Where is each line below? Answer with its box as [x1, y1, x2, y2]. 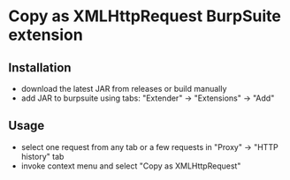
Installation [8, 60, 72, 75]
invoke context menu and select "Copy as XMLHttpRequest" [20, 161, 241, 171]
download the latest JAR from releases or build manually [20, 84, 227, 94]
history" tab [20, 151, 65, 161]
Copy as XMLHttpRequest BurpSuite [8, 6, 282, 26]
